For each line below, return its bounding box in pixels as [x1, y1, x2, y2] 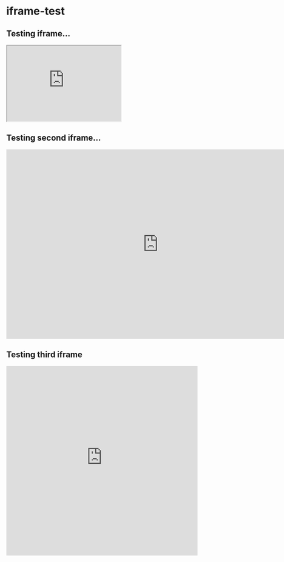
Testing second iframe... [6, 133, 101, 143]
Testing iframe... [6, 28, 71, 39]
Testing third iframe [6, 350, 83, 360]
